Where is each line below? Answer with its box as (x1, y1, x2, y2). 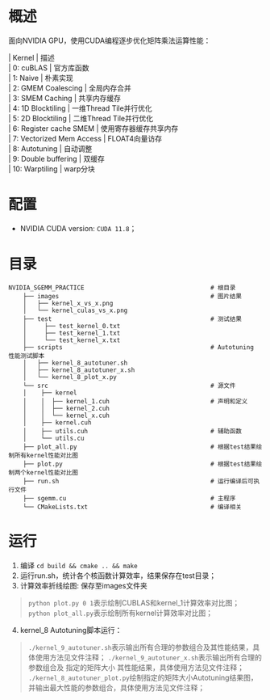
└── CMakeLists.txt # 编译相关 (23, 503, 242, 511)
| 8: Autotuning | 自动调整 (8, 143, 93, 154)
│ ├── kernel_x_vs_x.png (23, 299, 114, 307)
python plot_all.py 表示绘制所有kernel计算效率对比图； (27, 608, 214, 618)
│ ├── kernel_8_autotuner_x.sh (23, 365, 135, 374)
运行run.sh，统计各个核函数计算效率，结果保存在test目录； (19, 571, 216, 580)
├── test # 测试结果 (23, 314, 242, 323)
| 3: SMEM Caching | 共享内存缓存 (8, 93, 121, 103)
